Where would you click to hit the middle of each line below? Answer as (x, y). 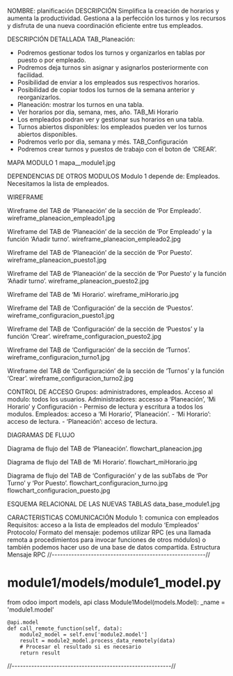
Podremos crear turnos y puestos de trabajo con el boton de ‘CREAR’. (117, 149)
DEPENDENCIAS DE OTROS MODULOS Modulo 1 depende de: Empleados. (114, 176)
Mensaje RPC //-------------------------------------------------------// (109, 554)
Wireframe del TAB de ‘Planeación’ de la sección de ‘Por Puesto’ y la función (117, 273)
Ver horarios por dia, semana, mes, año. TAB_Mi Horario (98, 112)
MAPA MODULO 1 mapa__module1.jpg (62, 163)
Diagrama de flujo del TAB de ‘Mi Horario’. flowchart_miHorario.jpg (102, 462)
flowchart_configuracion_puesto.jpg (59, 490)
